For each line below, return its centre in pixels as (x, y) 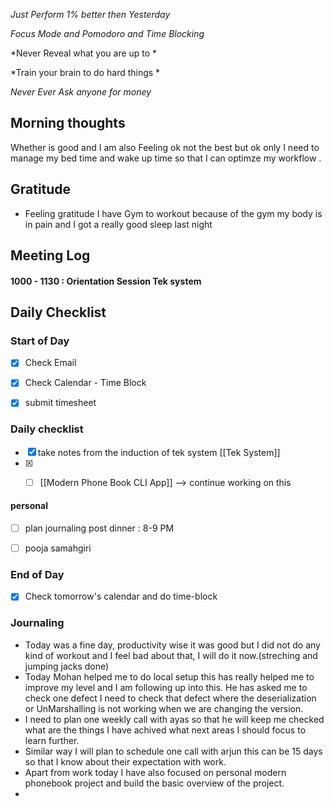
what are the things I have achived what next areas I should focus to (165, 730)
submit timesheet (60, 403)
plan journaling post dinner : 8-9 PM (99, 528)
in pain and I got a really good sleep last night (118, 224)
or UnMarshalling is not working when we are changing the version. (164, 708)
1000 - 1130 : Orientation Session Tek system (106, 281)
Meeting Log (50, 255)
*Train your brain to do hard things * (85, 72)
